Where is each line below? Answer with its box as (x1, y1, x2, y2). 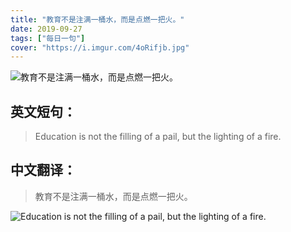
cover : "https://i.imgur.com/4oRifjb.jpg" (10, 42, 190, 53)
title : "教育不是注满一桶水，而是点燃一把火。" (10, 14, 185, 25)
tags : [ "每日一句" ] (10, 33, 86, 43)
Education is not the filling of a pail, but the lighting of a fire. (34, 131, 282, 143)
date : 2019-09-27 (10, 24, 83, 34)
